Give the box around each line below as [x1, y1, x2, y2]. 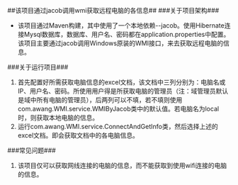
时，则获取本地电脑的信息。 [17, 113, 99, 122]
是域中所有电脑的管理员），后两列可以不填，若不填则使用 [17, 96, 183, 104]
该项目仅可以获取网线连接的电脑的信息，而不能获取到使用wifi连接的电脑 [17, 162, 227, 169]
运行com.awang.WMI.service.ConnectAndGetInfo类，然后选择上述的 [17, 123, 218, 130]
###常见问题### [7, 146, 57, 155]
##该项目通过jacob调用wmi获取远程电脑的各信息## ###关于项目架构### [7, 6, 220, 14]
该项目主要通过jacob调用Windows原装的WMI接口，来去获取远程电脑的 [17, 39, 224, 47]
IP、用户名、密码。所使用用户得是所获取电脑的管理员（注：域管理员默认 [17, 87, 229, 95]
